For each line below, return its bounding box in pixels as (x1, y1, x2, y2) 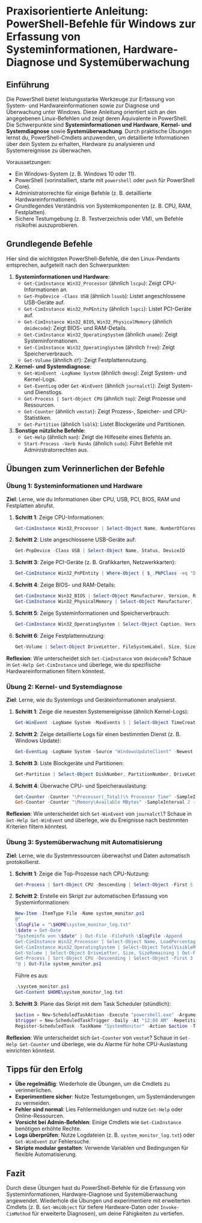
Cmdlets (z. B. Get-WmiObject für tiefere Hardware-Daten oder (6, 1204, 159, 1211)
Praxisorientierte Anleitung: (6, 4, 148, 18)
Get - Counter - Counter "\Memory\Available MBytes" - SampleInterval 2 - (14, 799, 196, 805)
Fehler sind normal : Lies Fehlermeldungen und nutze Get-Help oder (14, 1106, 183, 1113)
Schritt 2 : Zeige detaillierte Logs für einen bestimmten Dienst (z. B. (14, 730, 182, 737)
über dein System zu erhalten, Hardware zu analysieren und (6, 141, 155, 147)
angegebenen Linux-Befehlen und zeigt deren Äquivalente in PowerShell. (6, 115, 188, 122)
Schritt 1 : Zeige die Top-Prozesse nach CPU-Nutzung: (14, 870, 150, 877)
